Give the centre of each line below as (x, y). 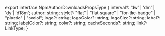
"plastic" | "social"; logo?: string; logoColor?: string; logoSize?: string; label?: (83, 18)
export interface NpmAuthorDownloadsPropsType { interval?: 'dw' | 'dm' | (80, 8)
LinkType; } (16, 28)
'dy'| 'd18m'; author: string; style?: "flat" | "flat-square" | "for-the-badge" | (80, 13)
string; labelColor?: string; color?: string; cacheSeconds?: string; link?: (76, 23)
